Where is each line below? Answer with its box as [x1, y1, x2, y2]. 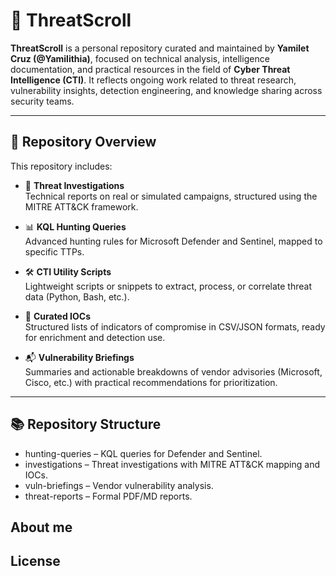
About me [10, 519, 73, 536]
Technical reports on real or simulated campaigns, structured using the [24, 190, 318, 202]
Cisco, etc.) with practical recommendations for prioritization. [24, 376, 278, 388]
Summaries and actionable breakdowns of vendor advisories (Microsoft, [24, 365, 323, 378]
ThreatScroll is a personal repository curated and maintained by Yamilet [10, 42, 310, 54]
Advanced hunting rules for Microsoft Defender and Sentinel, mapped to [24, 235, 323, 247]
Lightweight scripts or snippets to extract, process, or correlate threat [24, 280, 312, 292]
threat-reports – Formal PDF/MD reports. [24, 490, 193, 502]
